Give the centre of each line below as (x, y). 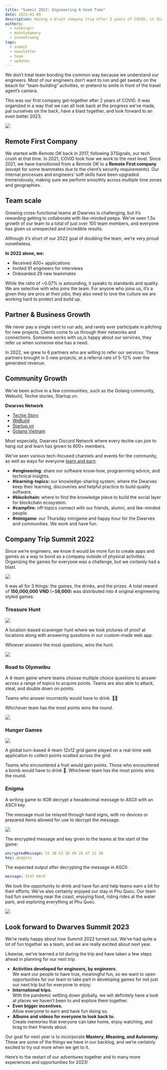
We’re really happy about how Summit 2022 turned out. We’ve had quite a (81, 939)
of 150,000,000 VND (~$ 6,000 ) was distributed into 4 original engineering (83, 592)
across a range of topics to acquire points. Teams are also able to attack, (80, 683)
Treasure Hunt (23, 610)
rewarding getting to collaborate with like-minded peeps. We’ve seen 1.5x (80, 218)
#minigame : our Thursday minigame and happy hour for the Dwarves (83, 518)
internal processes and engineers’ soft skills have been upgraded (72, 174)
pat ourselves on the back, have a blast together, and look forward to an (79, 111)
